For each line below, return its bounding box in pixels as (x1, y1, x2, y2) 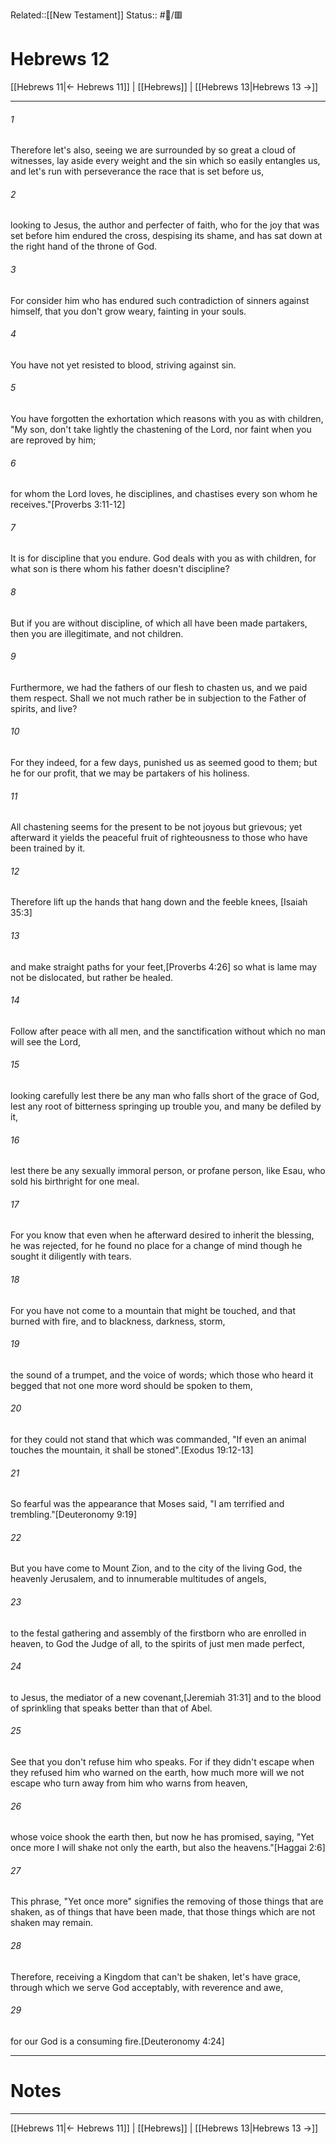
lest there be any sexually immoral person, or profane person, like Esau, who (10, 1165, 326, 1177)
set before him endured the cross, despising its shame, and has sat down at (10, 230, 323, 242)
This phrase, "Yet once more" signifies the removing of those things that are (10, 1895, 324, 1908)
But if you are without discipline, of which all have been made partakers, (10, 617, 308, 629)
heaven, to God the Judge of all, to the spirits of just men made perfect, (10, 1637, 305, 1649)
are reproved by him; (10, 434, 97, 446)
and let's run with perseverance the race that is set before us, (10, 165, 265, 178)
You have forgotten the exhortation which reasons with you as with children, (10, 412, 324, 424)
